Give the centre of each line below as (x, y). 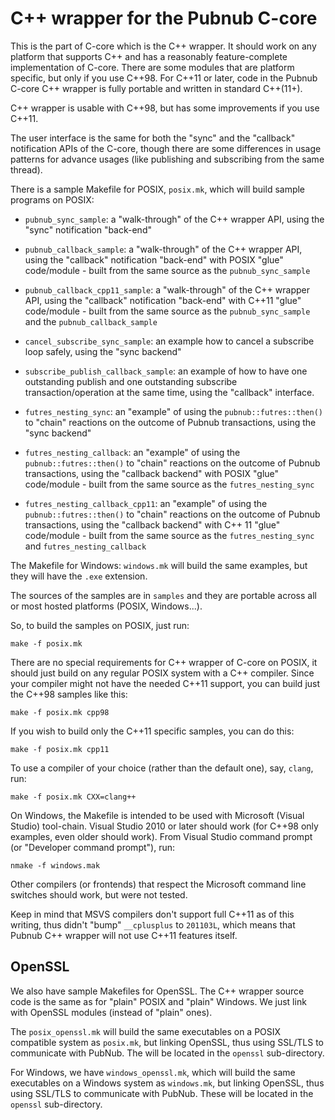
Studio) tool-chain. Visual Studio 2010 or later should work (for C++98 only (164, 826)
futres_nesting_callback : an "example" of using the (132, 452)
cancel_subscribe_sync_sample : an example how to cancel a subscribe (169, 341)
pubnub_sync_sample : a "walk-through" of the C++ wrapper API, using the (174, 219)
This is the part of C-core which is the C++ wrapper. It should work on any (163, 46)
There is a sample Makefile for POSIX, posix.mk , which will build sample (158, 189)
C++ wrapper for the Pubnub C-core (164, 18)
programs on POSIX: (52, 199)
